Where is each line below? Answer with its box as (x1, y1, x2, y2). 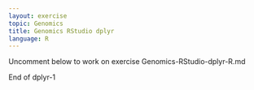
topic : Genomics (8, 19, 63, 28)
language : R (8, 34, 49, 43)
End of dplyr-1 (8, 72, 56, 82)
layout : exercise (8, 11, 68, 20)
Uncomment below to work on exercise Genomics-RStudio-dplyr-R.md (8, 57, 246, 66)
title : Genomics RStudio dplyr (8, 27, 115, 35)
